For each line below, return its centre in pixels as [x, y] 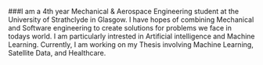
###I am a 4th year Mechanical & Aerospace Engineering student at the [124, 11]
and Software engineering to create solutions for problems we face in [120, 28]
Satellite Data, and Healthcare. [57, 53]
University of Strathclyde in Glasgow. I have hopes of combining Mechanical [131, 20]
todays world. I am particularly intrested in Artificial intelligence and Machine [131, 36]
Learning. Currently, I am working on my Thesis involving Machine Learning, [131, 45]
